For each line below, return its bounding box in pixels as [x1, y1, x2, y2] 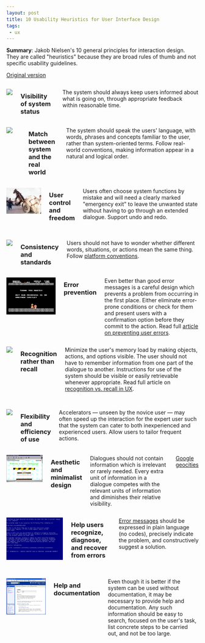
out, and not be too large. [107, 630, 172, 638]
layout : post [6, 10, 40, 16]
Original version [6, 71, 46, 79]
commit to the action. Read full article [104, 322, 198, 330]
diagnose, [71, 536, 102, 544]
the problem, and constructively [118, 536, 199, 543]
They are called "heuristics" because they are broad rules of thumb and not [6, 53, 196, 60]
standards [20, 258, 52, 267]
